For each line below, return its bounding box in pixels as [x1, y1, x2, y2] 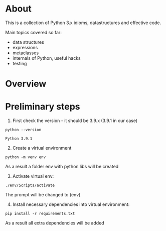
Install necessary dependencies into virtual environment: [12, 201, 130, 207]
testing [12, 60, 27, 66]
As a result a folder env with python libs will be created [5, 164, 119, 170]
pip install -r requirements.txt [5, 211, 75, 216]
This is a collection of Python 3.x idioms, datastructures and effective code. [5, 20, 161, 26]
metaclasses [12, 50, 39, 56]
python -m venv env [5, 155, 46, 160]
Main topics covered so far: [5, 29, 62, 35]
